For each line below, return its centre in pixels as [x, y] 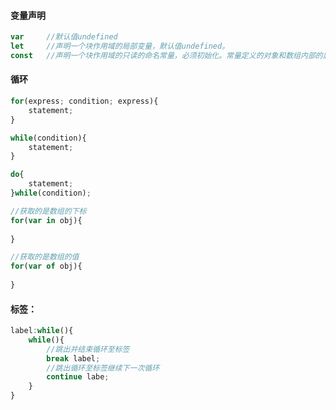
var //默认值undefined [64, 37]
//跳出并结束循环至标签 [88, 349]
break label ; [73, 358]
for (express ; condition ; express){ [84, 101]
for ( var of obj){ [46, 266]
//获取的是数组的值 [45, 257]
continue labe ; [78, 377]
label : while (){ [42, 331]
